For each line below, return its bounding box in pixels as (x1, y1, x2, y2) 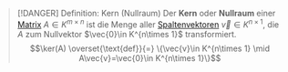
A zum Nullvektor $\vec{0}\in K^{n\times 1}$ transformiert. (16, 28, 237, 39)
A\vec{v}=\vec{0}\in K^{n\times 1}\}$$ (78, 52, 221, 63)
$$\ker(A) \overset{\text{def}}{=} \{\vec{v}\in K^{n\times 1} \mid (29, 43, 271, 54)
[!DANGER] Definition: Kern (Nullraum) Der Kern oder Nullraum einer (16, 8, 276, 18)
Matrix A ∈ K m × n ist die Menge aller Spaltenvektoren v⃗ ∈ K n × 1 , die (16, 17, 280, 30)
